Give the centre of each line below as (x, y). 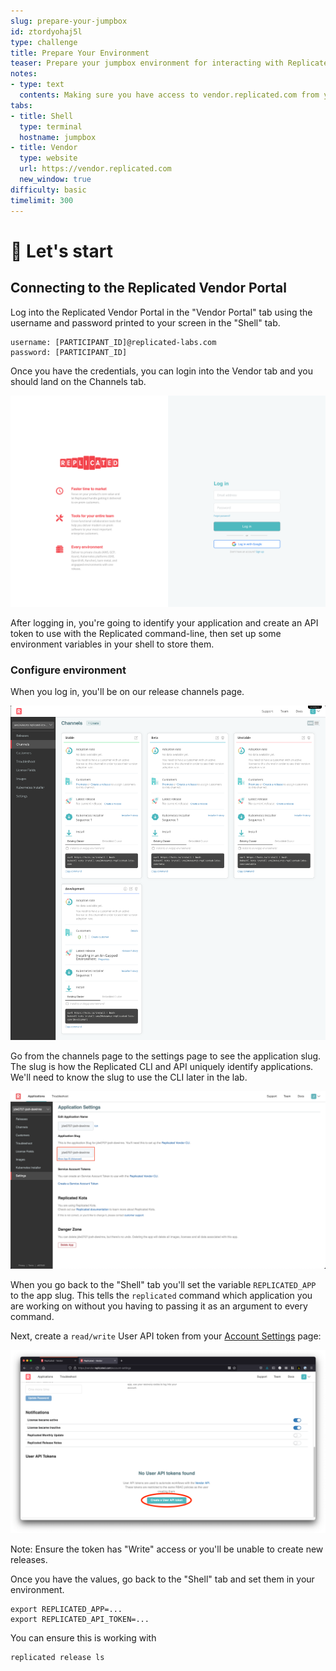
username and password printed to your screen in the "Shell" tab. (145, 322)
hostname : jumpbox (58, 137)
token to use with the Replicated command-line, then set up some (146, 634)
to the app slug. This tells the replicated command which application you (161, 1295)
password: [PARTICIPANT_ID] (69, 352)
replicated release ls (57, 1658)
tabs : (21, 105)
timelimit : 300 (42, 200)
